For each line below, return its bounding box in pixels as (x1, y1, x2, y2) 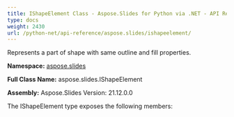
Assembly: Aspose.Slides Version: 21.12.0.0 (7, 89, 134, 97)
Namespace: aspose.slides (7, 62, 86, 70)
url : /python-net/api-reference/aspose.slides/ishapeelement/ (7, 29, 192, 37)
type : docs (7, 17, 39, 24)
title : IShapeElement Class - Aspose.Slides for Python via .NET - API (7, 10, 219, 17)
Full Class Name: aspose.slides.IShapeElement (7, 75, 143, 84)
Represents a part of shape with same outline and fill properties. (7, 48, 192, 57)
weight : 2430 (7, 23, 45, 30)
